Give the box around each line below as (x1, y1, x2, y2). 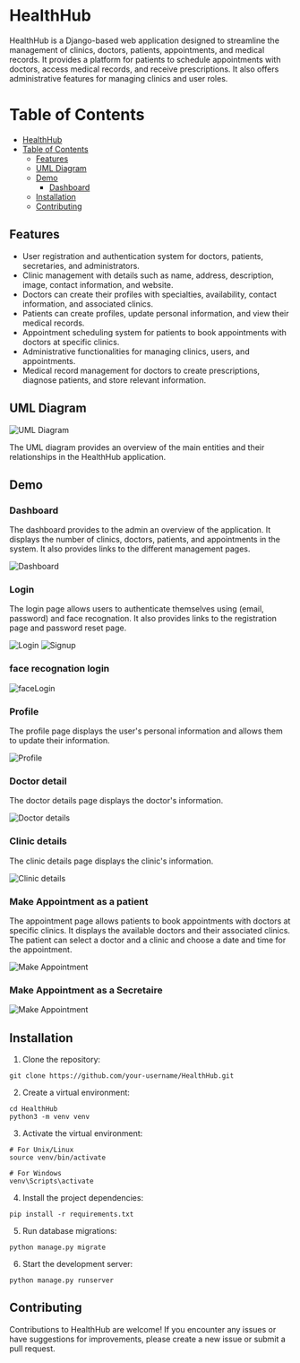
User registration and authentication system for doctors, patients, (21, 250, 264, 261)
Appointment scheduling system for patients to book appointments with (21, 326, 287, 337)
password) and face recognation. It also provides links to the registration (9, 613, 278, 624)
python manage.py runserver (9, 1276, 115, 1285)
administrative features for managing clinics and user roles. (9, 73, 228, 83)
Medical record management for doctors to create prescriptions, (21, 365, 261, 376)
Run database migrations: (21, 1226, 117, 1237)
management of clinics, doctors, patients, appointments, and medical (9, 44, 265, 55)
